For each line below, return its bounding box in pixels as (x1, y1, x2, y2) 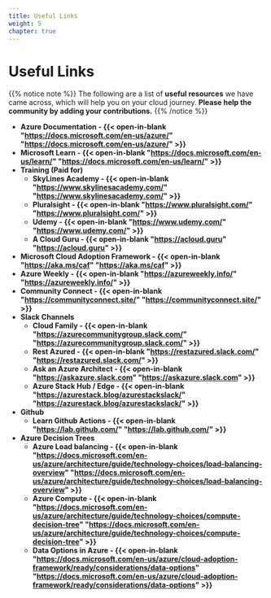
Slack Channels (20, 312, 75, 322)
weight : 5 (8, 20, 42, 28)
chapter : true (8, 27, 57, 35)
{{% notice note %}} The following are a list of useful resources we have (8, 89, 254, 98)
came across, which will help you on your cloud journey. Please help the (8, 98, 252, 107)
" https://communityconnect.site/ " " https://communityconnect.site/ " (20, 295, 262, 305)
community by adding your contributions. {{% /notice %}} (8, 107, 208, 116)
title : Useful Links (8, 11, 79, 20)
